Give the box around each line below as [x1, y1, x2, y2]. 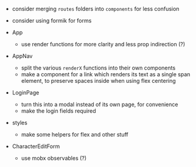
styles [12, 119, 27, 126]
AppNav [12, 52, 33, 60]
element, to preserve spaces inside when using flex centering [21, 77, 177, 84]
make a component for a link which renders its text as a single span [21, 71, 191, 78]
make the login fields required [21, 107, 96, 115]
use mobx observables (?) [21, 155, 87, 162]
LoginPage [12, 89, 40, 96]
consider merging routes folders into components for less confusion [12, 5, 180, 12]
